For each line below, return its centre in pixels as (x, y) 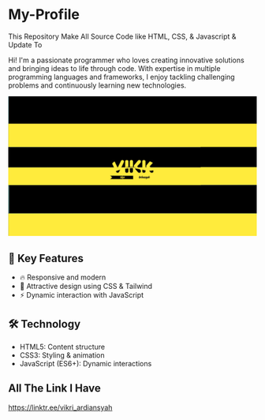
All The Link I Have (54, 388)
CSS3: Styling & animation (62, 355)
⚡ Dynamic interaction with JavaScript (82, 295)
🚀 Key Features (46, 258)
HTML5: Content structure (62, 347)
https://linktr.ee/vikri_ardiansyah (60, 407)
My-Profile (44, 15)
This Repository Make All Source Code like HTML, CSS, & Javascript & (122, 36)
